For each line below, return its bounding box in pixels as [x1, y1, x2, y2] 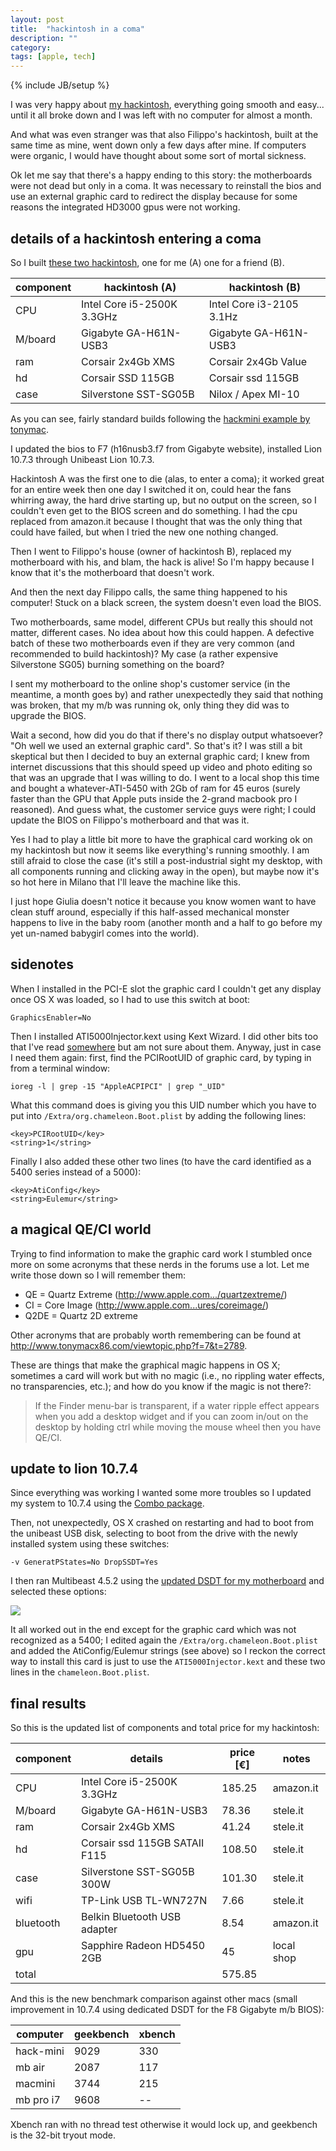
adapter [81, 1922, 118, 1936]
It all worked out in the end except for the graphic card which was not [10, 1624, 297, 1636]
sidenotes [10, 956, 74, 973]
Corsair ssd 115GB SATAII [81, 1836, 205, 1850]
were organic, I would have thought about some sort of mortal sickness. [10, 150, 307, 162]
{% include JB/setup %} [10, 79, 110, 91]
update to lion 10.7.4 [10, 1460, 139, 1477]
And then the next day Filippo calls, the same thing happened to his [10, 586, 288, 598]
